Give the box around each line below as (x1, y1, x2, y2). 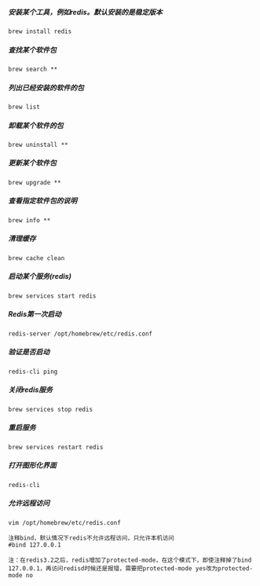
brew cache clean (8, 254, 65, 262)
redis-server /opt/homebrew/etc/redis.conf (8, 330, 153, 338)
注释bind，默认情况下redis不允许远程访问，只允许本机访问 (8, 534, 174, 542)
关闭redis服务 (8, 385, 53, 394)
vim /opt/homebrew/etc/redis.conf (8, 518, 122, 526)
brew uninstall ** (8, 141, 68, 148)
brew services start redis (8, 291, 97, 300)
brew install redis (8, 27, 72, 35)
